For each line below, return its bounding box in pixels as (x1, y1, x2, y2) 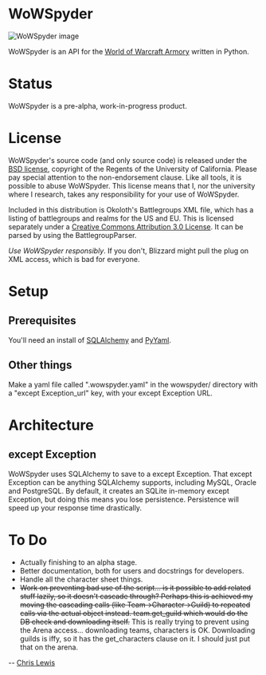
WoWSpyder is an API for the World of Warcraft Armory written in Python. (8, 46, 249, 56)
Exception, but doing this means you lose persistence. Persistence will (8, 494, 239, 504)
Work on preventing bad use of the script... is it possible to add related (19, 582, 252, 592)
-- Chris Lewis (8, 657, 56, 667)
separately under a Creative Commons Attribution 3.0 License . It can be (8, 221, 244, 232)
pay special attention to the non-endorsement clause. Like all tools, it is (8, 173, 242, 182)
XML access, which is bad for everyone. (8, 254, 140, 264)
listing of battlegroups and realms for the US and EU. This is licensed (8, 213, 234, 223)
